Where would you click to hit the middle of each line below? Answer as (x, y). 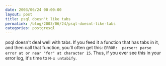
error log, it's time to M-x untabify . (41, 58)
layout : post (19, 14)
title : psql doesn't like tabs (38, 19)
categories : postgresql (30, 28)
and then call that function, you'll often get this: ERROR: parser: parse (78, 48)
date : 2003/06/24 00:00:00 (33, 10)
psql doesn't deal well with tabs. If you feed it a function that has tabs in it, (82, 42)
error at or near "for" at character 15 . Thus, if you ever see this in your (83, 53)
